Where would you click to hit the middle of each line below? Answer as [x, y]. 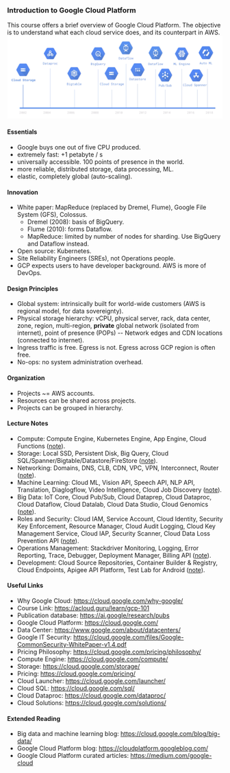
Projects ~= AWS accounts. [56, 393]
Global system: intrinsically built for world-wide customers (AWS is [111, 304]
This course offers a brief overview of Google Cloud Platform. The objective [114, 25]
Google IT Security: [44, 637]
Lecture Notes [28, 423]
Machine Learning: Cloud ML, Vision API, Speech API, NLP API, [106, 482]
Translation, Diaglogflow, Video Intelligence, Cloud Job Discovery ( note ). [119, 490]
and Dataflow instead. [58, 244]
